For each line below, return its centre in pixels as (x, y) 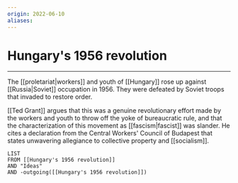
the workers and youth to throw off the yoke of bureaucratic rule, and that (115, 118)
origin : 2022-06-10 (36, 14)
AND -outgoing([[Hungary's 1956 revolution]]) (77, 172)
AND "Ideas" (25, 166)
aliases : (20, 21)
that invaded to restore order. (50, 97)
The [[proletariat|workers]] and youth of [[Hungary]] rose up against (107, 82)
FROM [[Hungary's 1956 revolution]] (61, 160)
